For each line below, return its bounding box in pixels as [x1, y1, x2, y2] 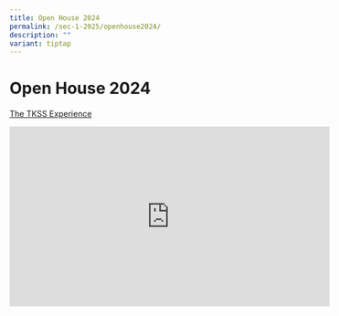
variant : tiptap [9, 38, 71, 48]
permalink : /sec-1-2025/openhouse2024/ [9, 22, 162, 31]
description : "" [9, 30, 71, 39]
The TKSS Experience [9, 109, 92, 120]
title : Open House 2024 [9, 13, 101, 23]
